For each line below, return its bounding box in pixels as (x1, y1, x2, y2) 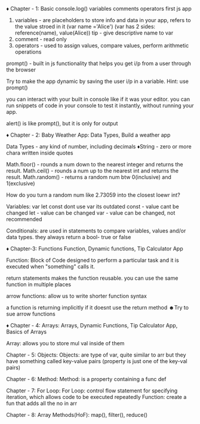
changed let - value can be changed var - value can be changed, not (6, 209, 176, 216)
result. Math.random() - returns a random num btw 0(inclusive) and (6, 174, 171, 181)
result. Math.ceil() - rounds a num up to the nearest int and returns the (6, 167, 179, 174)
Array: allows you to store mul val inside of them (6, 340, 125, 346)
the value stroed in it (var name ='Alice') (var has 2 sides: (14, 23, 156, 30)
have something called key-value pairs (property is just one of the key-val (6, 358, 187, 364)
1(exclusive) (6, 180, 35, 187)
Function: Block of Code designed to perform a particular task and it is (6, 256, 179, 264)
